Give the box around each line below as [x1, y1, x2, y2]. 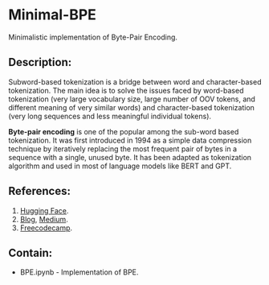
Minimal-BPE [8, 6, 96, 24]
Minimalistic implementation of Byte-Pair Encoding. [8, 32, 178, 42]
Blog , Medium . [19, 214, 68, 224]
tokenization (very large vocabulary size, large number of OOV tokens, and [8, 94, 255, 104]
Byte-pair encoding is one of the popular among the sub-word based [8, 126, 239, 136]
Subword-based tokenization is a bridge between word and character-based [8, 76, 262, 86]
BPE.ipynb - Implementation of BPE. [19, 267, 139, 277]
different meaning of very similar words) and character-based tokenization [8, 102, 255, 112]
